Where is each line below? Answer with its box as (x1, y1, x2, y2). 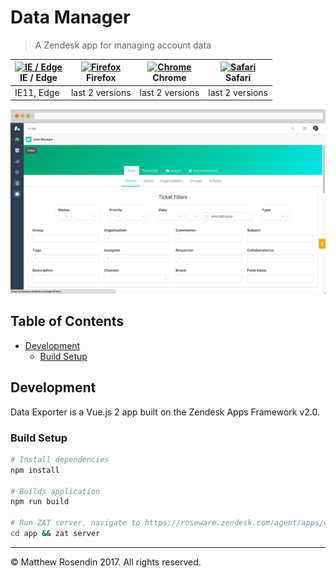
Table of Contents (10, 313, 125, 330)
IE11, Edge (14, 86, 60, 98)
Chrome (152, 72, 187, 84)
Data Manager (10, 6, 131, 29)
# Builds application (10, 486, 101, 496)
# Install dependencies (10, 454, 110, 465)
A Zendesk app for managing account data (34, 39, 212, 51)
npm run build (10, 497, 70, 507)
